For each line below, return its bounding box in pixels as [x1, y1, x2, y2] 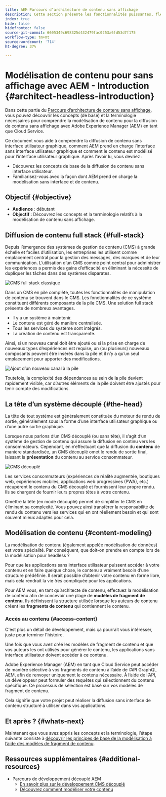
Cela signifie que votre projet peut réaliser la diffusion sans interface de [5, 698, 151, 704]
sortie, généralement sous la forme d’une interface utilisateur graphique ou [5, 418, 158, 424]
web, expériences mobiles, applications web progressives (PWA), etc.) [5, 479, 149, 485]
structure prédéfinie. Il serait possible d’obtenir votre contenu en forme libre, [5, 572, 161, 578]
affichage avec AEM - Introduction [5, 80, 150, 91]
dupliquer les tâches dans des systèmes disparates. [5, 270, 111, 276]
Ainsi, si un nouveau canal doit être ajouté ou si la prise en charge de [5, 340, 146, 346]
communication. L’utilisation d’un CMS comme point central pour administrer [5, 260, 161, 266]
